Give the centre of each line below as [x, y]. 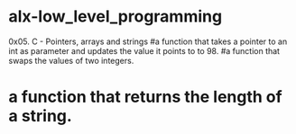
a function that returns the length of [145, 97]
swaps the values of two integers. [71, 60]
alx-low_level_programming [116, 17]
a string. [41, 116]
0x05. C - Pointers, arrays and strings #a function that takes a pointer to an [148, 41]
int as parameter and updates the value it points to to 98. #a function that [144, 50]
